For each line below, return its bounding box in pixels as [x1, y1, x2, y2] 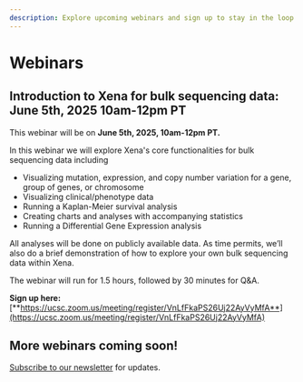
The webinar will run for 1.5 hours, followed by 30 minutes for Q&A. [9, 275, 260, 286]
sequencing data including [9, 154, 109, 165]
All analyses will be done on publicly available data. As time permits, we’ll [9, 237, 283, 248]
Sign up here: [9, 292, 62, 303]
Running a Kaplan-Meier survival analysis [22, 201, 178, 212]
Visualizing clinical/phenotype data [22, 191, 154, 202]
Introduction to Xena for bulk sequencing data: [9, 88, 279, 105]
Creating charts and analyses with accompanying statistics [22, 210, 243, 221]
